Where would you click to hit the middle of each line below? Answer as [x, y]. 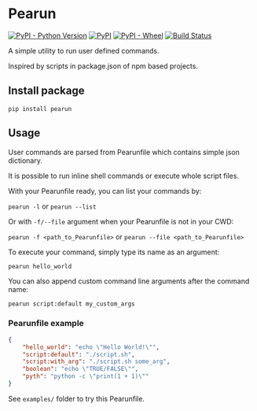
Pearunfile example [46, 324]
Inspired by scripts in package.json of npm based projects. [103, 66]
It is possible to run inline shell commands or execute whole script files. [124, 176]
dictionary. [26, 160]
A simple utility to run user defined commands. [84, 50]
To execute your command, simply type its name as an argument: [114, 252]
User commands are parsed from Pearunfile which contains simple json [124, 152]
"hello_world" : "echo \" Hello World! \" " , [91, 347]
